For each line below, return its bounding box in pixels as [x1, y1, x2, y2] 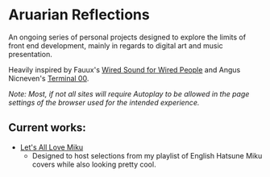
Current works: [8, 121, 86, 134]
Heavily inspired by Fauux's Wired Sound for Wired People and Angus [8, 64, 241, 74]
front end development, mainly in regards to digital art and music [8, 40, 223, 50]
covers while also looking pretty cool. [31, 159, 156, 169]
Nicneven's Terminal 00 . [8, 73, 89, 83]
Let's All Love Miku [19, 142, 84, 152]
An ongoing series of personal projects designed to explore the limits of [8, 32, 247, 42]
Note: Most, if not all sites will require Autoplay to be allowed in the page [8, 88, 250, 98]
